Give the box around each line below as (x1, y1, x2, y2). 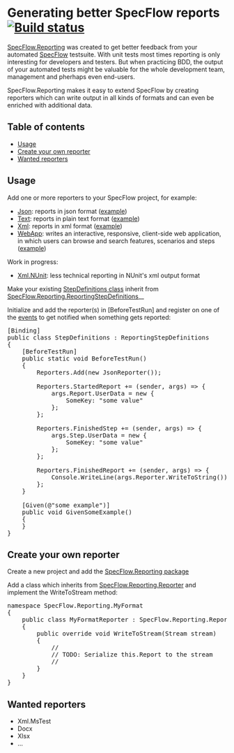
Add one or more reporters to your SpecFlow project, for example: (7, 193, 197, 202)
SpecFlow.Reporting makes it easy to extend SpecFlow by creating (7, 86, 199, 94)
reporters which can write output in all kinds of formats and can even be (7, 93, 214, 102)
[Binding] (7, 326, 40, 335)
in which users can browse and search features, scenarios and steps (17, 236, 215, 245)
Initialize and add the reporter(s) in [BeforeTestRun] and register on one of (7, 305, 220, 314)
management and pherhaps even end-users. (7, 72, 136, 81)
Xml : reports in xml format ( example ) (17, 221, 123, 230)
